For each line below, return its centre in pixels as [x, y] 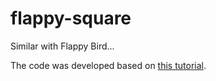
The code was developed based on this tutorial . [108, 65]
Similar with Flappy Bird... [62, 46]
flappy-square [71, 18]
